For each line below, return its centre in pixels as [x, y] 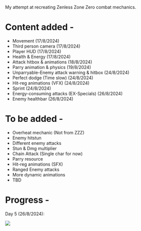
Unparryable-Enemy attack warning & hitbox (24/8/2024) [71, 72]
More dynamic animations [39, 174]
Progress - [27, 200]
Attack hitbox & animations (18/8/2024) [52, 62]
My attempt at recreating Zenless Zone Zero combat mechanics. [71, 7]
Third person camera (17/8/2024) [46, 46]
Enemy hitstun [27, 138]
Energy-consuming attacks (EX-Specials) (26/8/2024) [67, 93]
